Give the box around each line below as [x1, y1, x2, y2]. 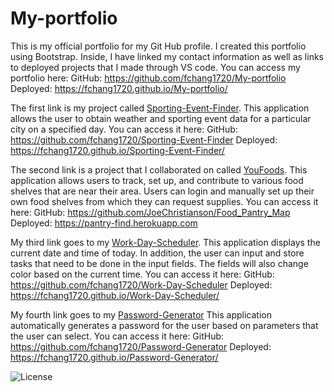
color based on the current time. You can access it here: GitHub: [10, 268, 275, 280]
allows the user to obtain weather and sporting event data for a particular [10, 112, 312, 124]
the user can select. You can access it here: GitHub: [10, 330, 225, 342]
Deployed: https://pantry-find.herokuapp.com [10, 217, 198, 229]
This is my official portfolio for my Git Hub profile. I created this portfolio [10, 40, 307, 52]
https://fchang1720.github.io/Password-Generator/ [10, 351, 219, 363]
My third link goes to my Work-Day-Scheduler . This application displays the [10, 236, 321, 248]
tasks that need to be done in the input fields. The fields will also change [10, 257, 309, 269]
